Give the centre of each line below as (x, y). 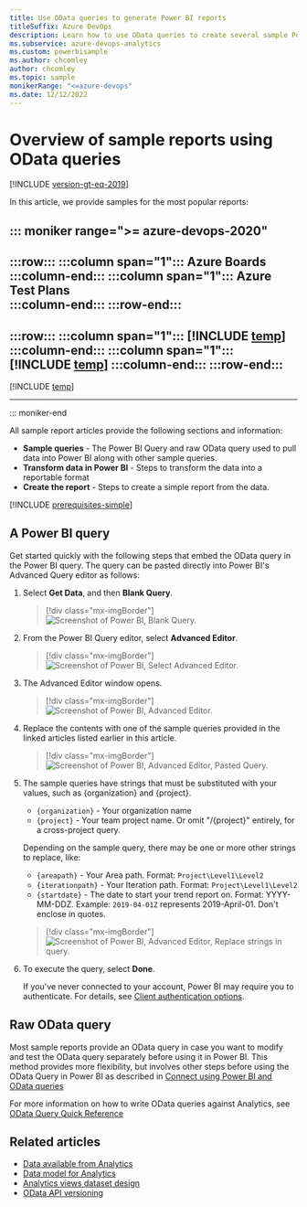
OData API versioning (63, 1193)
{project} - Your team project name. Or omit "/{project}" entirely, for (165, 820)
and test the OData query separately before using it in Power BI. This (138, 1056)
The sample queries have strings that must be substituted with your (149, 783)
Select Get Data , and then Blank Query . (98, 593)
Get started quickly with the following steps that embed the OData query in (150, 555)
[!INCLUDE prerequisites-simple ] (71, 505)
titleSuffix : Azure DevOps (61, 27)
